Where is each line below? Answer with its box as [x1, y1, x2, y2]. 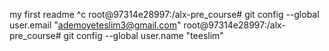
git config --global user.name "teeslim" [63, 30, 224, 41]
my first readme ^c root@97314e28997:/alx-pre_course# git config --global [9, 9, 320, 20]
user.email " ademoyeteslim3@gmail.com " [9, 19, 182, 31]
